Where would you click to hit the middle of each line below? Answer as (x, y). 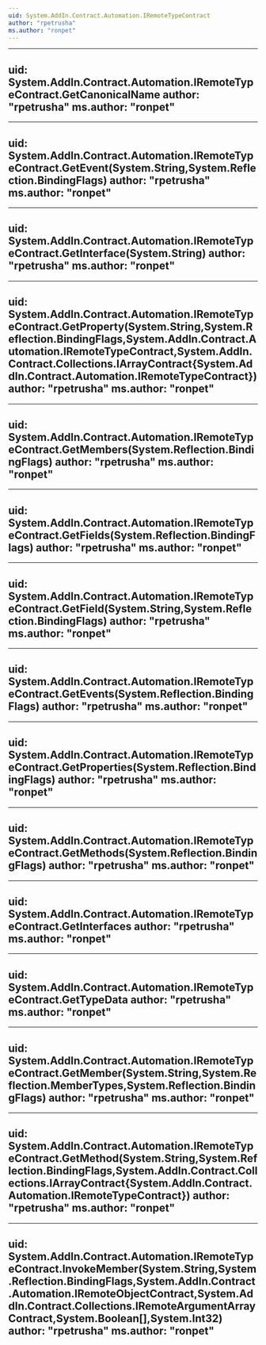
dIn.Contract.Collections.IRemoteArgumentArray (132, 1307)
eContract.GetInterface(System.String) (107, 253)
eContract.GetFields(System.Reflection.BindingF (132, 535)
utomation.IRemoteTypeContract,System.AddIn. (131, 352)
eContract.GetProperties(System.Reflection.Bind (132, 767)
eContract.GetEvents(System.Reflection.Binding (131, 694)
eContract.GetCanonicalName (84, 95)
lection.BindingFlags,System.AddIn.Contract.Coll (133, 1171)
